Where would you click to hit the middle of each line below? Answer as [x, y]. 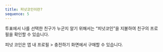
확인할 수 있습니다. [32, 34]
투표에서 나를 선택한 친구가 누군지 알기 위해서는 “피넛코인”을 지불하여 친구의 [77, 28]
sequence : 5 [17, 14]
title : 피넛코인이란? [24, 9]
